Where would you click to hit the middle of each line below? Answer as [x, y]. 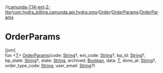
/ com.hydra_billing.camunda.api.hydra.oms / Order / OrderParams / [75, 12]
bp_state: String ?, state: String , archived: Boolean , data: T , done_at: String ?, [81, 60]
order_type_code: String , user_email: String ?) [50, 65]
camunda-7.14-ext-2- [29, 7]
